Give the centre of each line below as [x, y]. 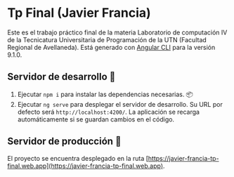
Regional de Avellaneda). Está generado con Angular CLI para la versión [111, 47]
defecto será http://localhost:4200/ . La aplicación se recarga [109, 112]
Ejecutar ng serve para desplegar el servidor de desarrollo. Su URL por [120, 104]
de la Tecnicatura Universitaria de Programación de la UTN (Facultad [107, 39]
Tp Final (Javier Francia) [79, 13]
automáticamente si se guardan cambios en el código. [96, 119]
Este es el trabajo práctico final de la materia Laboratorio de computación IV [117, 32]
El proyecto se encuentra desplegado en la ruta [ [78, 158]
